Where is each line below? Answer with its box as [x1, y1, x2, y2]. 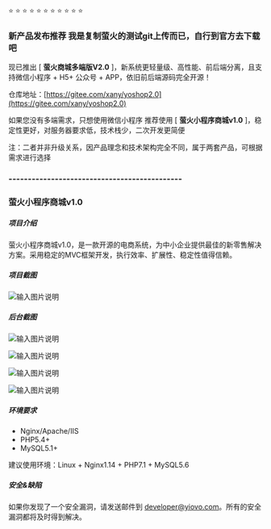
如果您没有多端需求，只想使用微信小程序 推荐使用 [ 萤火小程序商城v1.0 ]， [8, 115, 256, 125]
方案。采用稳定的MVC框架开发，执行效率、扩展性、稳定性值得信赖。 [8, 250, 237, 260]
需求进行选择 [8, 153, 51, 162]
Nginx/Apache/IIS [19, 426, 79, 436]
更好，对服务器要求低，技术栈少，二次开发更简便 [22, 125, 186, 135]
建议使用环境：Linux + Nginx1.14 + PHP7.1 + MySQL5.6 [8, 460, 190, 470]
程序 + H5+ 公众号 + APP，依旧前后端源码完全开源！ [35, 73, 211, 82]
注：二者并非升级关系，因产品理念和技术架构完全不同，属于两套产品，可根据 [8, 143, 263, 153]
